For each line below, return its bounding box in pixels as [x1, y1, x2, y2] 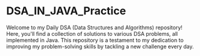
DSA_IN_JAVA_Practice [6, 4, 127, 18]
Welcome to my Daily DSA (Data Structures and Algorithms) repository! [6, 24, 183, 31]
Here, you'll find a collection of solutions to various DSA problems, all [6, 30, 178, 37]
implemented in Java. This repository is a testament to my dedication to [6, 36, 184, 43]
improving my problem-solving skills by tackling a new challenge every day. [6, 43, 194, 50]
